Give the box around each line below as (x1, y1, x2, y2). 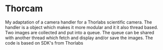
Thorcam (5, 3, 43, 14)
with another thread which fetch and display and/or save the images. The (5, 35, 153, 41)
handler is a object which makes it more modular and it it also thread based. (5, 24, 159, 30)
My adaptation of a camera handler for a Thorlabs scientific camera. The (5, 19, 152, 25)
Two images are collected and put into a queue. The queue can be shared (5, 29, 155, 35)
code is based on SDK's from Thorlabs (5, 40, 83, 46)
